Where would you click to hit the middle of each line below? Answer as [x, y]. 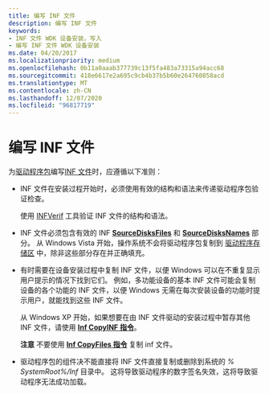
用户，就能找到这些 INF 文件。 [77, 300]
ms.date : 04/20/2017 [43, 53]
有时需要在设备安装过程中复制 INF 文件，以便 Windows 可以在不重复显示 [140, 270]
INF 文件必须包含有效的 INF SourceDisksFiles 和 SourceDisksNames [135, 233]
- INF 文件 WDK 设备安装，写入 [55, 38]
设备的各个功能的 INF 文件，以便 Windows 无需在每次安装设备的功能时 [137, 290]
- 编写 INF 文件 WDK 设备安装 [54, 46]
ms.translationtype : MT [48, 83]
